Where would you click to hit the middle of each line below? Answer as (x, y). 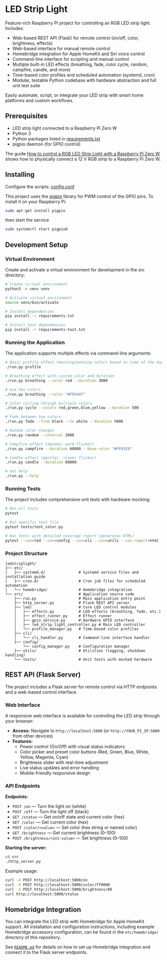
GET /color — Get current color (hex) (50, 822)
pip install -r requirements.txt (40, 316)
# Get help (16, 472)
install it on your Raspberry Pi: (36, 201)
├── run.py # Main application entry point (80, 599)
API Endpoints (23, 786)
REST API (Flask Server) (43, 675)
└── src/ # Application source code (70, 594)
